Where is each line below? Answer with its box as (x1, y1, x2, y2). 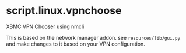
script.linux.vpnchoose (6, 4, 122, 17)
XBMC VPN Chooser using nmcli (6, 23, 85, 30)
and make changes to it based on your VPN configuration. (6, 40, 146, 47)
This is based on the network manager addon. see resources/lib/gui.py (6, 34, 181, 41)
